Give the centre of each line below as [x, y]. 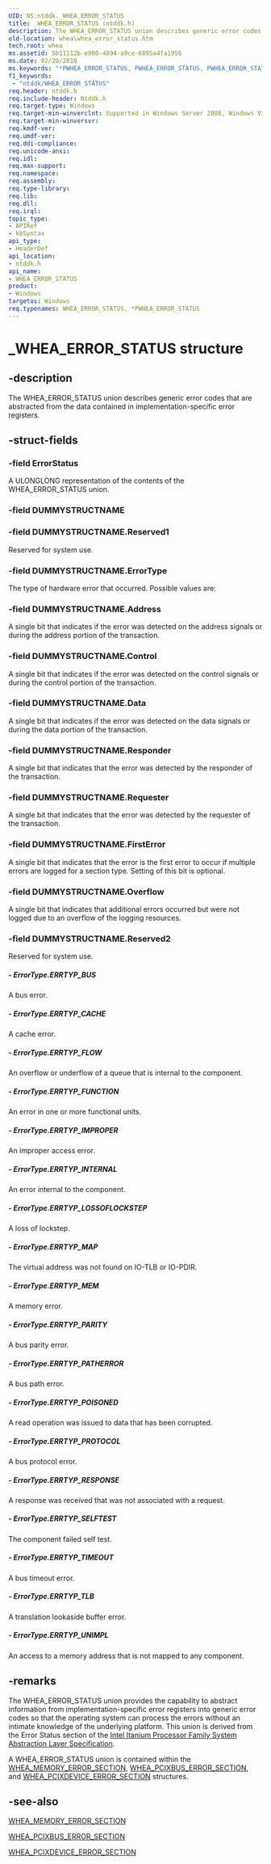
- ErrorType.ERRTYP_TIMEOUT [61, 1558]
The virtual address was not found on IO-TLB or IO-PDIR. [103, 1267]
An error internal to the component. [67, 1190]
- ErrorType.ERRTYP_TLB [51, 1597]
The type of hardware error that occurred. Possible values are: [112, 588]
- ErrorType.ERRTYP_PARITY [58, 1325]
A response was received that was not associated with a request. [117, 1500]
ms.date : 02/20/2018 [43, 61]
